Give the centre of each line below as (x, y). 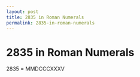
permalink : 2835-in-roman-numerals (51, 23)
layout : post (22, 12)
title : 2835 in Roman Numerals (45, 17)
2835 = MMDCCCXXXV (35, 69)
